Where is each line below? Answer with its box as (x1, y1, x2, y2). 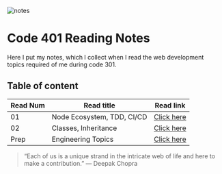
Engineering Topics (51, 134, 114, 144)
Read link (154, 100, 186, 110)
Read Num (10, 100, 46, 110)
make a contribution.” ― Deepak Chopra (23, 159, 138, 167)
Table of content (7, 80, 79, 92)
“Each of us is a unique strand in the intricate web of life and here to (23, 151, 216, 160)
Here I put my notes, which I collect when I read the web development (7, 53, 204, 61)
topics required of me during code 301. (7, 60, 117, 69)
